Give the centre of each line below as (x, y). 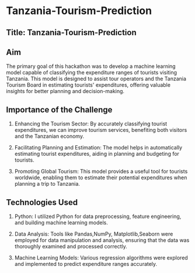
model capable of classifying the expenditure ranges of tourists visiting (91, 73)
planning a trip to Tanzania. (47, 184)
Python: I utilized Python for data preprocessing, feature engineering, (98, 216)
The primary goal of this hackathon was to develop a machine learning (91, 66)
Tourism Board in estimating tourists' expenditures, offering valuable (88, 85)
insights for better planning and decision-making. (65, 91)
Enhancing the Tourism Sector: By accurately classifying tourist (91, 124)
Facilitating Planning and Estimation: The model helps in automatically (98, 148)
